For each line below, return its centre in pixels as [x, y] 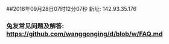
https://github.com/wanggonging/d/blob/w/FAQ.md [84, 34]
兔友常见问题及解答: [35, 26]
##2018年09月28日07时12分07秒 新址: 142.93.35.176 [72, 9]
